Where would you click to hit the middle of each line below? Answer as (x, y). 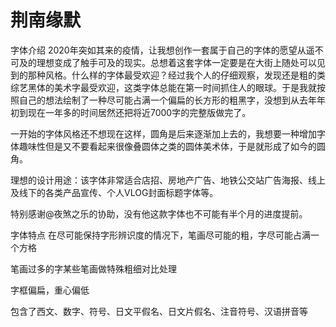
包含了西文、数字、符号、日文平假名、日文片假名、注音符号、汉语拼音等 (159, 311)
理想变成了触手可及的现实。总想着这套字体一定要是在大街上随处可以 (176, 62)
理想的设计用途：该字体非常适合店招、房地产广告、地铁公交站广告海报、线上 (168, 180)
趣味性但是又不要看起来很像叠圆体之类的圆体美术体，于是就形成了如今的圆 (172, 146)
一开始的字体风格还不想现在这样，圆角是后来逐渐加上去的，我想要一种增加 (163, 133)
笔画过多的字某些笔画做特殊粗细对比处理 (93, 268)
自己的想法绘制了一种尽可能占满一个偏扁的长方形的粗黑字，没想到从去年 (167, 100)
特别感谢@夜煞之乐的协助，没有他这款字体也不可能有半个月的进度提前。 (159, 213)
